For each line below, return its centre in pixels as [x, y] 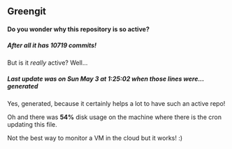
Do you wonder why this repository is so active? [79, 29]
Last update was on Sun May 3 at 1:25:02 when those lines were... [106, 79]
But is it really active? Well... [48, 63]
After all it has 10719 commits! [52, 45]
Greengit [27, 11]
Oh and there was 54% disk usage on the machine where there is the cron [115, 117]
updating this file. [32, 124]
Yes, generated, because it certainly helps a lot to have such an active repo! [116, 103]
